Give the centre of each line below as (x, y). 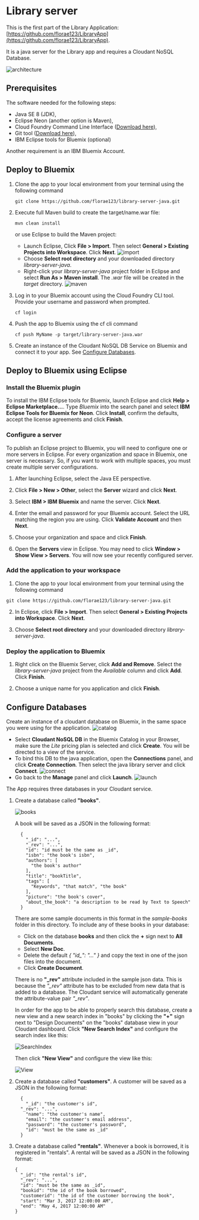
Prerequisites (31, 88)
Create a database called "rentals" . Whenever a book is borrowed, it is (102, 1146)
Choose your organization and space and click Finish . (81, 537)
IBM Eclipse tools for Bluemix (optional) (63, 139)
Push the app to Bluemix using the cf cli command (76, 323)
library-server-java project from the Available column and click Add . (98, 670)
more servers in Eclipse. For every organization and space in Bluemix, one (97, 454)
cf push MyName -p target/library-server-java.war (79, 335)
